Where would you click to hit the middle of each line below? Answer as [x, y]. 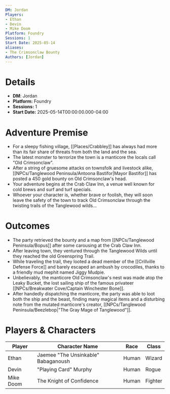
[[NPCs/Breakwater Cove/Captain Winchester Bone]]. [69, 288]
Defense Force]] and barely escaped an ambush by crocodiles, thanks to [88, 267]
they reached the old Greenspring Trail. [53, 256]
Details [20, 82]
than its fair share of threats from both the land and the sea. [75, 152]
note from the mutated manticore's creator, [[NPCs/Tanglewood [79, 304]
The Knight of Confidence [68, 381]
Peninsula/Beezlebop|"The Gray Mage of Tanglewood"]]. [72, 310]
